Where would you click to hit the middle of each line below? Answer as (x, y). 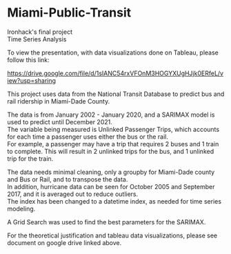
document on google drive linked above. (64, 242)
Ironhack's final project (40, 32)
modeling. (21, 208)
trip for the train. (30, 158)
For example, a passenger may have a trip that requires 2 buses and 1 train (113, 144)
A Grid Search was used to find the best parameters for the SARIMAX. (107, 222)
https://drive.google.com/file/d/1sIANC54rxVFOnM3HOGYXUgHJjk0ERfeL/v (115, 73)
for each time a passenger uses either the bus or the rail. (88, 137)
